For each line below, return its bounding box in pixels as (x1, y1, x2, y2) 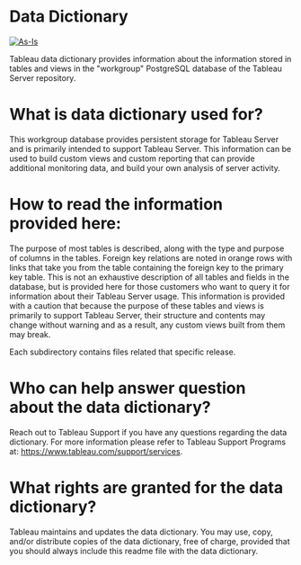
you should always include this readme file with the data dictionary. (9, 545, 259, 556)
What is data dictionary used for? (9, 104, 263, 125)
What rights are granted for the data (9, 477, 284, 498)
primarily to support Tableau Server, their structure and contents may (9, 309, 266, 320)
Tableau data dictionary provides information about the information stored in (9, 53, 292, 64)
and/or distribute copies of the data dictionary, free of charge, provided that (9, 535, 290, 546)
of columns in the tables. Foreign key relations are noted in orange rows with (9, 252, 293, 263)
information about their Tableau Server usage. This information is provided (9, 291, 286, 301)
